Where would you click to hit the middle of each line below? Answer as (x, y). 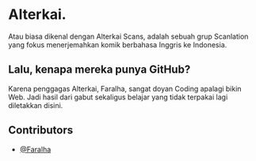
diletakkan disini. (36, 105)
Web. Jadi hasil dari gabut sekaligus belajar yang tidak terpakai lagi (118, 97)
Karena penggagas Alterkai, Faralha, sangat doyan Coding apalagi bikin (125, 88)
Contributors (41, 131)
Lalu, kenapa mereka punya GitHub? (99, 70)
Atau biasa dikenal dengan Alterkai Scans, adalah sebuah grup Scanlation (128, 36)
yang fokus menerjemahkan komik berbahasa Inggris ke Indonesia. (118, 44)
